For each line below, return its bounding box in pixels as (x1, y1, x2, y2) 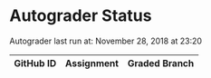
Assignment (64, 56, 120, 69)
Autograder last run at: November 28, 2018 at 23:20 (9, 35, 202, 46)
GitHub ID (14, 56, 57, 69)
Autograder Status (9, 5, 152, 26)
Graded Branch (127, 56, 195, 69)
